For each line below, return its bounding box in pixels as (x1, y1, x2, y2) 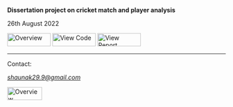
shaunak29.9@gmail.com (7, 73, 81, 81)
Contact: (7, 60, 33, 68)
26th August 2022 (7, 19, 60, 27)
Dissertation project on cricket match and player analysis (7, 6, 175, 14)
